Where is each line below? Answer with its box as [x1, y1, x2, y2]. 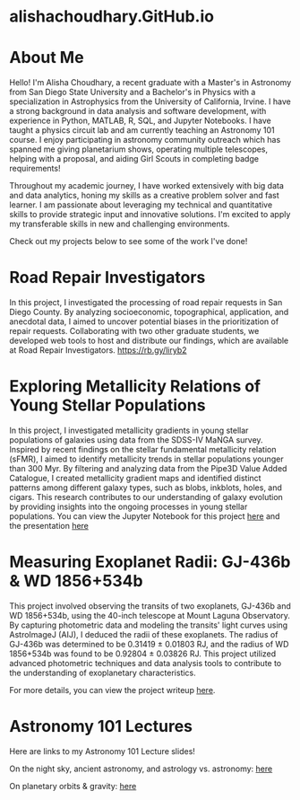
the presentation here [9, 521, 90, 531]
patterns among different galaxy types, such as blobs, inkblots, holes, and [9, 482, 282, 493]
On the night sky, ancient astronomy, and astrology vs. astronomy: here [9, 763, 273, 774]
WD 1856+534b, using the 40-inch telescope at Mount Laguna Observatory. [9, 610, 291, 620]
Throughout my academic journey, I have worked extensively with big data [9, 180, 285, 191]
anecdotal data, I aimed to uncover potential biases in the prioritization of [9, 316, 279, 327]
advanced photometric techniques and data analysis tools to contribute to [9, 657, 282, 668]
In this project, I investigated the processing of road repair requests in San [9, 297, 283, 308]
